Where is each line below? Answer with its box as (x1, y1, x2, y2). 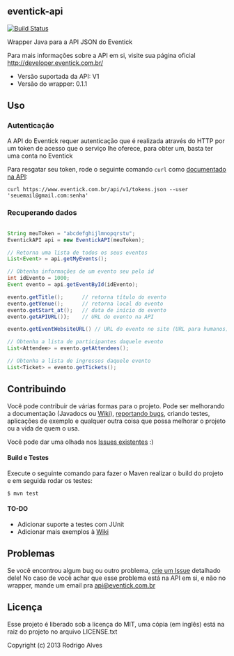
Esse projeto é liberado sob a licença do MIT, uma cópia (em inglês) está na (7, 620, 225, 628)
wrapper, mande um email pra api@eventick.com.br (7, 581, 155, 589)
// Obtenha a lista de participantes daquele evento (7, 338, 164, 345)
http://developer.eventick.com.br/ (7, 59, 104, 67)
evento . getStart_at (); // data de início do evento (7, 306, 167, 313)
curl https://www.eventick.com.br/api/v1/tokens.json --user (7, 186, 189, 193)
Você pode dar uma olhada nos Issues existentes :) (7, 438, 154, 446)
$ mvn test (7, 490, 39, 497)
